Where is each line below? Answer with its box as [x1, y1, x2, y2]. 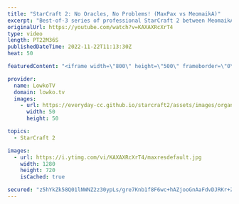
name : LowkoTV [14, 82, 55, 89]
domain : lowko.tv [14, 89, 65, 96]
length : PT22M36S [7, 37, 59, 44]
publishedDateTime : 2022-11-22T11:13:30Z [7, 43, 132, 50]
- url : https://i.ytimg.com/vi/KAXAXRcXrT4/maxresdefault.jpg [14, 154, 202, 161]
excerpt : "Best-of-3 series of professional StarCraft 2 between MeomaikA [7, 17, 234, 24]
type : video [7, 30, 43, 38]
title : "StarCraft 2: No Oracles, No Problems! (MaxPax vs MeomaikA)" [7, 10, 221, 18]
